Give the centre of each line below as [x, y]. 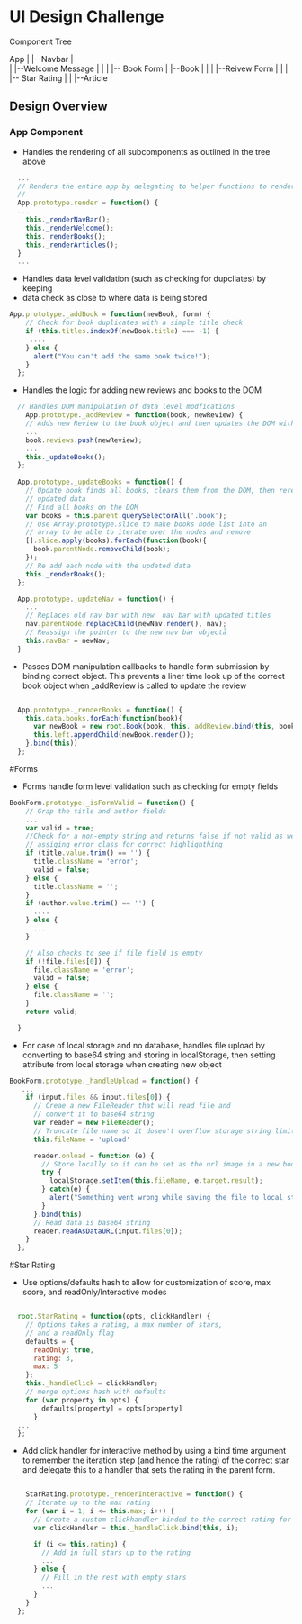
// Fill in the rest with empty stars [114, 1578]
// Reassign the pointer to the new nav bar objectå [126, 632]
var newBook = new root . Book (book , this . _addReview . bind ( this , [154, 727]
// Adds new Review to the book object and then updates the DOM [151, 423]
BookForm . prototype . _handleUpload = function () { [104, 1081]
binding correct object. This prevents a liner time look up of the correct [154, 676]
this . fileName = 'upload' [81, 1139]
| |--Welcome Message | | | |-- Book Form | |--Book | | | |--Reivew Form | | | [149, 68]
